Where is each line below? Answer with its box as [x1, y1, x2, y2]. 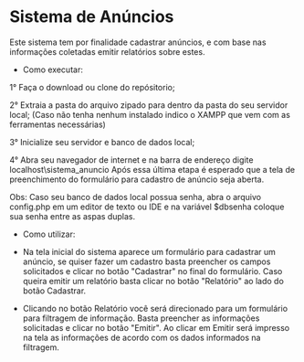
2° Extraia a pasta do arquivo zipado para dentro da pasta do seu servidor [9, 99, 288, 111]
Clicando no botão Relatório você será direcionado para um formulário [22, 303, 288, 314]
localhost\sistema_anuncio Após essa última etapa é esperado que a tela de [9, 164, 295, 175]
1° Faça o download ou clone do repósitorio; [9, 81, 175, 92]
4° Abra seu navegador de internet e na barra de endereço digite [9, 154, 254, 165]
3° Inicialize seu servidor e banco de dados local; [9, 136, 195, 147]
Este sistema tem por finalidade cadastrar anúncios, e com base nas [9, 37, 267, 48]
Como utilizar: [22, 229, 76, 240]
